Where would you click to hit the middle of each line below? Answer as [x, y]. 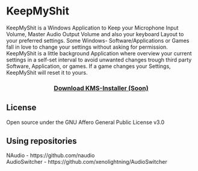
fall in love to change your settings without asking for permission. [87, 47]
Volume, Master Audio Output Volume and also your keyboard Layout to [95, 34]
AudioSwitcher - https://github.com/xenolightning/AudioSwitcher [87, 162]
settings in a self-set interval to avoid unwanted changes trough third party [99, 60]
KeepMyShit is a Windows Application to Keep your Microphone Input [92, 28]
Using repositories [42, 141]
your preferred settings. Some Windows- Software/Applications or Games [98, 40]
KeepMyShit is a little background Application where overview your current [99, 53]
